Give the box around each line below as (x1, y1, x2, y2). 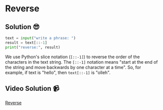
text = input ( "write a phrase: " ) (5, 36, 76, 40)
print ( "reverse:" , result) (5, 45, 61, 50)
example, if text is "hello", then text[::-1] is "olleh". (5, 70, 111, 75)
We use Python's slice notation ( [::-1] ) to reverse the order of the (5, 54, 140, 60)
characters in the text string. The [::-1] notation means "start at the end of (5, 59, 158, 65)
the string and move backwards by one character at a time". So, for (5, 64, 141, 70)
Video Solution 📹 (5, 84, 60, 93)
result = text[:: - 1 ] (5, 40, 48, 45)
